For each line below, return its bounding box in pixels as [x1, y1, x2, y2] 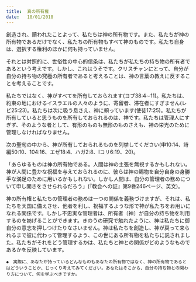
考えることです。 [16, 79, 57, 86]
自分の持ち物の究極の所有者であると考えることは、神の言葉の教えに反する [6, 72, 185, 79]
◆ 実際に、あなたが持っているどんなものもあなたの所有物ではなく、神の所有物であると [6, 259, 187, 264]
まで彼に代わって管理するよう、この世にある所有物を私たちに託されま [16, 231, 185, 238]
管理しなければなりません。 [6, 128, 73, 135]
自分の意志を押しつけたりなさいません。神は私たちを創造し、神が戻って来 [6, 224, 185, 231]
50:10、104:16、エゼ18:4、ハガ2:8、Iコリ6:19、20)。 [11, 148, 139, 155]
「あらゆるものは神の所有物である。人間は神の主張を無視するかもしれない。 [6, 161, 191, 168]
